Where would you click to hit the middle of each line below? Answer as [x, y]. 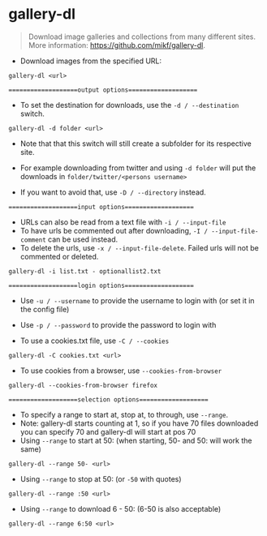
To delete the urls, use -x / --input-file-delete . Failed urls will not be [140, 247]
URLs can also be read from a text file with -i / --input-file [123, 222]
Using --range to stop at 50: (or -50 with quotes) [101, 478]
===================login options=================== [101, 285]
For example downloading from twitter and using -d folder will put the [138, 168]
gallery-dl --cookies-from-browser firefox [83, 385]
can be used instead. [83, 239]
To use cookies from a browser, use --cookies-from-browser [121, 371]
